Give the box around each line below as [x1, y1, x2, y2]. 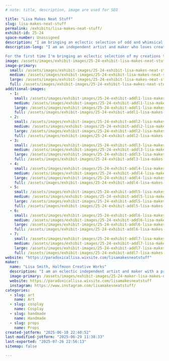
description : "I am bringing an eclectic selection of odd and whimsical [5, 40, 163, 45]
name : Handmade [14, 316, 46, 321]
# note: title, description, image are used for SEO [5, 7, 118, 13]
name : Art [14, 297, 35, 302]
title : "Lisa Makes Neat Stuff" [5, 16, 73, 22]
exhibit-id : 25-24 [5, 31, 44, 36]
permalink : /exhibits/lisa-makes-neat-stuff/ [5, 26, 102, 31]
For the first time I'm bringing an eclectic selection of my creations [5, 53, 161, 58]
